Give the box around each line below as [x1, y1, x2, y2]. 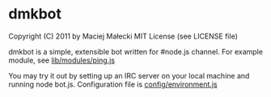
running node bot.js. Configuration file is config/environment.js [8, 79, 218, 89]
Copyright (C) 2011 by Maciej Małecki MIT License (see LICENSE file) [8, 31, 239, 41]
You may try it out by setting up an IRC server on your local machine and [8, 71, 250, 80]
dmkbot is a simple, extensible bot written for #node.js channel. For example [8, 46, 263, 56]
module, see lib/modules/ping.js [8, 55, 116, 65]
